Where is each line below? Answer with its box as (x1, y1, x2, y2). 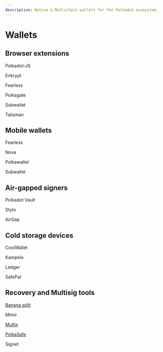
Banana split (5, 301, 31, 308)
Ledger (5, 264, 20, 270)
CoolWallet (5, 244, 28, 250)
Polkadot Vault (5, 197, 35, 203)
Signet (5, 341, 19, 347)
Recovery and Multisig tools (5, 288, 95, 297)
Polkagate (5, 92, 26, 98)
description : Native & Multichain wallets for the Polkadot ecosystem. (5, 7, 158, 13)
